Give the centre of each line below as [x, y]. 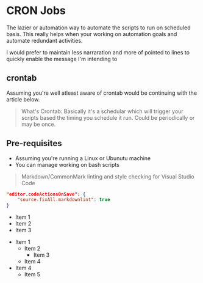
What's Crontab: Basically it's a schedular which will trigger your [102, 111]
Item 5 [32, 274]
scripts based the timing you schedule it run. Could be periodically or [108, 117]
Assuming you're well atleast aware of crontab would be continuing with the [101, 93]
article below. [23, 99]
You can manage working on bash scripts [67, 164]
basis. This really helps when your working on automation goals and [92, 34]
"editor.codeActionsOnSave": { [46, 194]
